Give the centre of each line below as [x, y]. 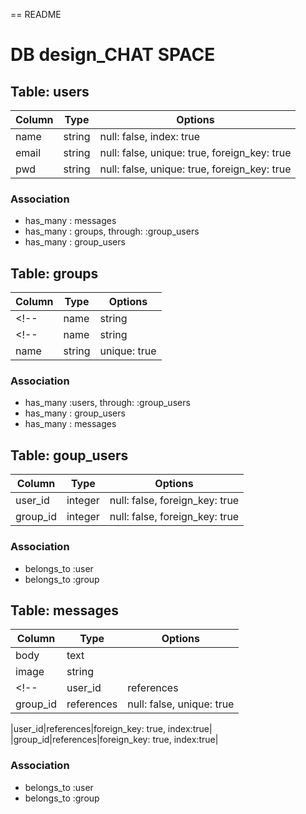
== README [36, 14]
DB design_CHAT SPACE [113, 55]
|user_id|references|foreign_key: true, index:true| [111, 729]
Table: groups [54, 273]
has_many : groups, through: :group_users [112, 231]
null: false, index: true [150, 136]
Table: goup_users [69, 455]
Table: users [50, 91]
